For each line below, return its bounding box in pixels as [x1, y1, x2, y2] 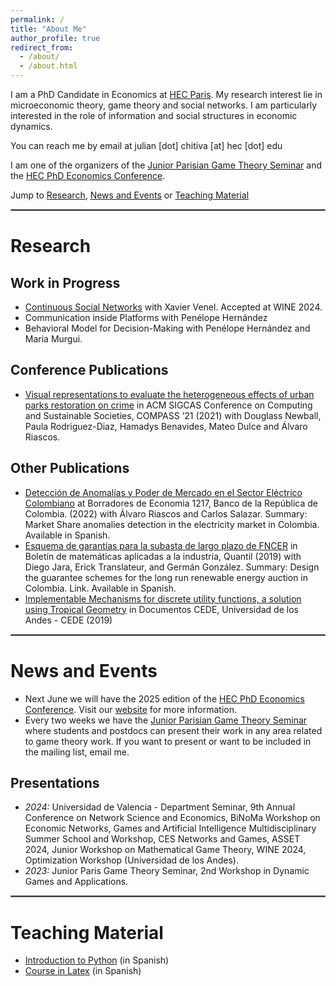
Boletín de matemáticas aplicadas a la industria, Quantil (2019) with [24, 550, 302, 562]
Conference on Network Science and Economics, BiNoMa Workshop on [24, 812, 321, 824]
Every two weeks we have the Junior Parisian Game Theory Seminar [24, 714, 308, 726]
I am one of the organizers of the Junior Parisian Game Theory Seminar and [10, 159, 322, 171]
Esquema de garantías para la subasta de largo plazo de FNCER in [24, 539, 298, 551]
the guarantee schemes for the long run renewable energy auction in [24, 571, 309, 583]
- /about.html [19, 61, 78, 71]
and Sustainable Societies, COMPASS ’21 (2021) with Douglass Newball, [24, 409, 322, 421]
